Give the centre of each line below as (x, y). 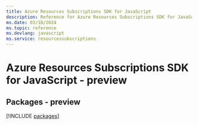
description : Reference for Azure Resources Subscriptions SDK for (91, 17)
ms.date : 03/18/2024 (32, 22)
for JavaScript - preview (67, 80)
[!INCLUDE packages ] (33, 116)
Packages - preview (43, 102)
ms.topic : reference (32, 28)
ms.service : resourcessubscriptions (51, 39)
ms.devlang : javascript (35, 33)
